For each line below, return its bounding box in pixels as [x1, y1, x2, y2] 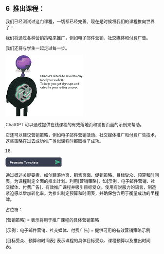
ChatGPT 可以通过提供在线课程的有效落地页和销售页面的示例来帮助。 [5, 121, 145, 127]
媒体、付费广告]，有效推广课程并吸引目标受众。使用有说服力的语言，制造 [9, 184, 157, 190]
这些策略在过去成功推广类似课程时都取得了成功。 [5, 138, 104, 144]
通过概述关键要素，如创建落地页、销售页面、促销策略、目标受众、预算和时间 [5, 172, 159, 178]
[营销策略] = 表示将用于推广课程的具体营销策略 [5, 217, 99, 222]
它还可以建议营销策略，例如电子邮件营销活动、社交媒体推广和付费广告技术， [5, 132, 159, 137]
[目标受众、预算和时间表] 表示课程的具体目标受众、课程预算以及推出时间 [5, 237, 151, 243]
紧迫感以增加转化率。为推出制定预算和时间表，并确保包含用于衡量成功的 [5, 190, 150, 196]
